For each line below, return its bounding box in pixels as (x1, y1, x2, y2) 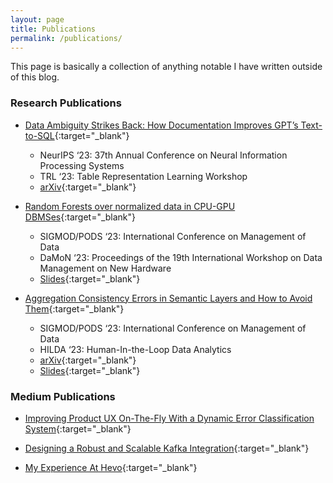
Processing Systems (39, 159, 125, 171)
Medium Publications (10, 389, 116, 403)
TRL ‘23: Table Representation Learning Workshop (39, 170, 248, 182)
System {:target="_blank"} (24, 422, 132, 435)
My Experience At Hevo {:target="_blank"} (24, 461, 198, 473)
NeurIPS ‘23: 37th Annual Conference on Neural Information (39, 149, 288, 161)
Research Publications (10, 96, 122, 110)
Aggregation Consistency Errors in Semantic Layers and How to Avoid (24, 292, 313, 304)
